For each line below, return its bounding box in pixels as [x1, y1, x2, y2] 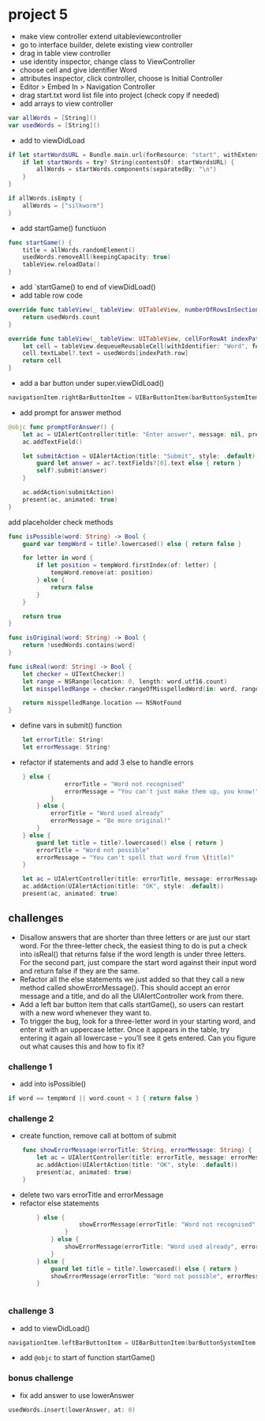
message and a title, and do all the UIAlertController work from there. [19, 991, 244, 1000]
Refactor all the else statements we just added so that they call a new [19, 974, 245, 984]
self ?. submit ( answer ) [36, 467, 108, 475]
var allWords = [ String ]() [8, 114, 97, 122]
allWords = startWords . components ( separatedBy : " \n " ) [36, 166, 217, 174]
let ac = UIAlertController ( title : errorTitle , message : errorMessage [22, 875, 259, 883]
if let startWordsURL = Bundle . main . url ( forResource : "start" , [8, 151, 221, 159]
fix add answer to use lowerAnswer [19, 1390, 135, 1400]
